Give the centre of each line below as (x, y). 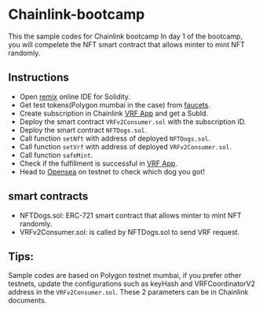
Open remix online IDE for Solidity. (75, 97)
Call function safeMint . (56, 155)
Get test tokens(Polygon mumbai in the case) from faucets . (115, 104)
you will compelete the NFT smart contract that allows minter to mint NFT (127, 44)
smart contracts (48, 197)
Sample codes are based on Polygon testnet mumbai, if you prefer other (125, 276)
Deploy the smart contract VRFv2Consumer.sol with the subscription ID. (133, 121)
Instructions (38, 77)
